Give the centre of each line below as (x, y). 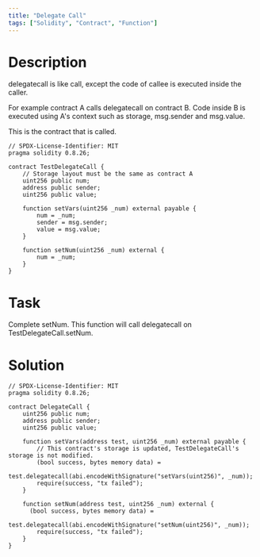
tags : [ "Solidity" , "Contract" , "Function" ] (83, 23)
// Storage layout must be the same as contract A (108, 174)
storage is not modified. (51, 456)
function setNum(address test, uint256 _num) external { (119, 505)
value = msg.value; (69, 230)
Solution (36, 365)
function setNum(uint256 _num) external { (94, 251)
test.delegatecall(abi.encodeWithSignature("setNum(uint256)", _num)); (129, 525)
